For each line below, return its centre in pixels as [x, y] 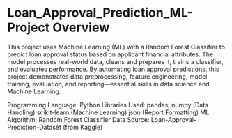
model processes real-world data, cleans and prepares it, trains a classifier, [115, 61]
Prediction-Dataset [34, 127]
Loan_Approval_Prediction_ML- [100, 13]
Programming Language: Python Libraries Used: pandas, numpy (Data [108, 105]
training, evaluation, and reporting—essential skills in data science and [109, 84]
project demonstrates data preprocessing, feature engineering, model [107, 76]
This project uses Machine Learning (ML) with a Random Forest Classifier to [116, 47]
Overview [81, 28]
